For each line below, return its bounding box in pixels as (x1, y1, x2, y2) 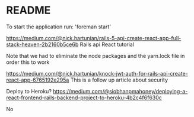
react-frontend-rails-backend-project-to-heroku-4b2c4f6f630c (6, 94, 162, 101)
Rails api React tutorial (79, 41, 135, 48)
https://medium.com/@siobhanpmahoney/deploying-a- (53, 87, 188, 95)
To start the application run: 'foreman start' (6, 23, 112, 30)
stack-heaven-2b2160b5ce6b (6, 41, 79, 48)
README (6, 4, 51, 17)
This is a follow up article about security (70, 76, 168, 83)
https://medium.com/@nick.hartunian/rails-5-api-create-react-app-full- (6, 34, 182, 41)
